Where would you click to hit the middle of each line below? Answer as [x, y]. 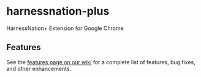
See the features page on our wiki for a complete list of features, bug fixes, [101, 62]
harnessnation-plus [58, 11]
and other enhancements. [39, 68]
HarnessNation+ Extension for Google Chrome [65, 28]
